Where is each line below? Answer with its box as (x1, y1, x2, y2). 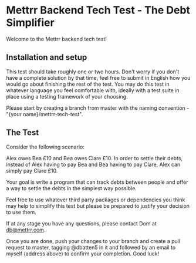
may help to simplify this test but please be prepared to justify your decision (6, 202, 190, 209)
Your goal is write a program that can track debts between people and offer (6, 178, 189, 186)
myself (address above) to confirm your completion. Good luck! (6, 250, 160, 257)
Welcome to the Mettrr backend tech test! (6, 35, 107, 42)
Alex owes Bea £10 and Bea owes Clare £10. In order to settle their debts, (6, 154, 183, 161)
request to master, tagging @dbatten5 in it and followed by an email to (6, 244, 176, 251)
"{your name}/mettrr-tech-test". (6, 110, 83, 117)
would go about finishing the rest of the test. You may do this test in (6, 80, 170, 87)
